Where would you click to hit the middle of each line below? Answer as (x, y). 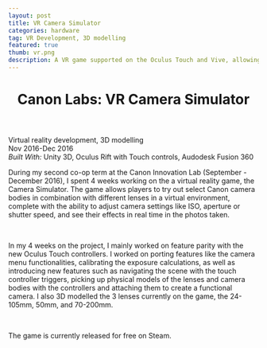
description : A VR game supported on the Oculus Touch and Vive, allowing (135, 61)
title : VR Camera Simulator (55, 23)
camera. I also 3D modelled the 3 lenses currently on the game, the (118, 296)
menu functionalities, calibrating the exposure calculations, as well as (122, 263)
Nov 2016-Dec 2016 (41, 149)
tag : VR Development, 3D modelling (67, 38)
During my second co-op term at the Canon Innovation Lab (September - (128, 173)
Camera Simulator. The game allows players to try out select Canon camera (132, 190)
